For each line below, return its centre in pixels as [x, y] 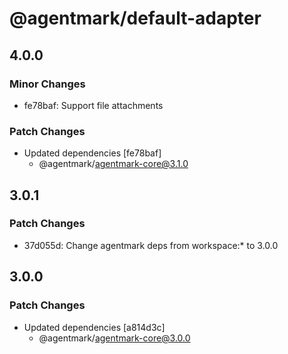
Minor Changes [47, 84]
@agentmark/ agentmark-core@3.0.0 [114, 338]
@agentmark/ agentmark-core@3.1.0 [113, 164]
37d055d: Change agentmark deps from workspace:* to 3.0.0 [151, 245]
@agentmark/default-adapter [135, 18]
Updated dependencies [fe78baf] [92, 153]
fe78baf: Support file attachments [93, 105]
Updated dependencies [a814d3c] [94, 327]
